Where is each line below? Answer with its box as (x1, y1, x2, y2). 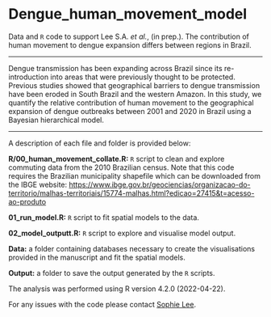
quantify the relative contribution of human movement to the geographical (8, 98, 254, 108)
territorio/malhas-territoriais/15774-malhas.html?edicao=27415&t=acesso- (8, 188, 255, 198)
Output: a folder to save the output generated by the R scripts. (8, 268, 215, 277)
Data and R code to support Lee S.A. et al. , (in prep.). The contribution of (8, 32, 250, 41)
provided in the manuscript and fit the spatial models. (8, 252, 186, 262)
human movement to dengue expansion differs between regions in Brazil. (8, 40, 252, 49)
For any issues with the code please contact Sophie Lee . (8, 299, 196, 309)
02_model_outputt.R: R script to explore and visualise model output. (8, 228, 236, 238)
